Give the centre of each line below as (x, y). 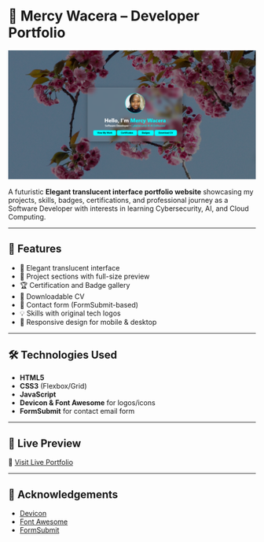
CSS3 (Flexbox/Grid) (53, 386)
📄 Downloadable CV (52, 296)
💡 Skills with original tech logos (70, 313)
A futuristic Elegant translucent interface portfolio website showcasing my (131, 191)
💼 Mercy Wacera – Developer (104, 16)
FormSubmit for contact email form (77, 411)
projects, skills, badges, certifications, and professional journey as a (118, 200)
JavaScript (38, 395)
